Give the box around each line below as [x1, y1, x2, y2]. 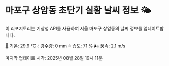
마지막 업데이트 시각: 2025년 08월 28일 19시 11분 [5, 55, 103, 61]
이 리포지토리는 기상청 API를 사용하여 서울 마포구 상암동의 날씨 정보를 [5, 25, 143, 31]
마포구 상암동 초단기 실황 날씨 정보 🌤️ [5, 5, 151, 16]
